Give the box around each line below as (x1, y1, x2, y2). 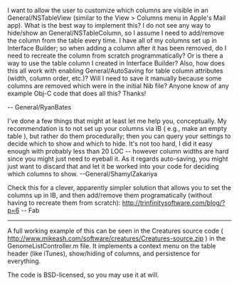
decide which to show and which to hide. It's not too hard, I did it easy (7, 139, 213, 148)
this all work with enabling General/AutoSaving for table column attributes (7, 67, 223, 75)
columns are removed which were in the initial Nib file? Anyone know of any (7, 82, 229, 90)
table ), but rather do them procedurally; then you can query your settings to (7, 132, 231, 140)
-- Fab (21, 206, 40, 214)
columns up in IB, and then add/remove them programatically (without (7, 191, 213, 199)
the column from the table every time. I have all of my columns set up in (7, 36, 217, 45)
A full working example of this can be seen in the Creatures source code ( (7, 227, 224, 235)
